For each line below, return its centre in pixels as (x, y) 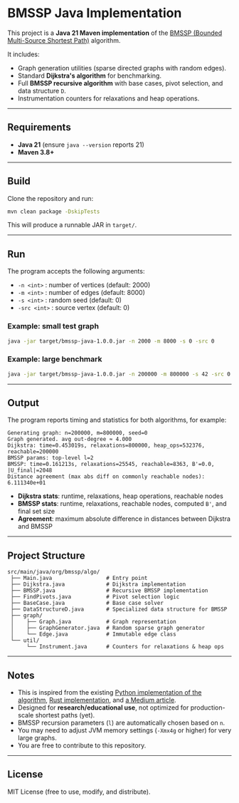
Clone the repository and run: (51, 198)
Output (23, 403)
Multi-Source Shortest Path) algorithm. (64, 40)
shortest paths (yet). (65, 715)
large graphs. (37, 738)
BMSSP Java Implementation (95, 13)
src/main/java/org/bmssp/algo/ (54, 572)
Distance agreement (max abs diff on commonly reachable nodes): (106, 477)
